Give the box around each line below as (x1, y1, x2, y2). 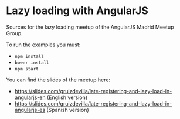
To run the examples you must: (6, 41, 81, 48)
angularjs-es (14, 106, 46, 113)
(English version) (46, 94, 88, 101)
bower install (14, 60, 49, 66)
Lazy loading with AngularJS (6, 4, 148, 18)
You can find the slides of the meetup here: (6, 76, 110, 83)
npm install (14, 53, 44, 59)
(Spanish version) (46, 106, 89, 113)
